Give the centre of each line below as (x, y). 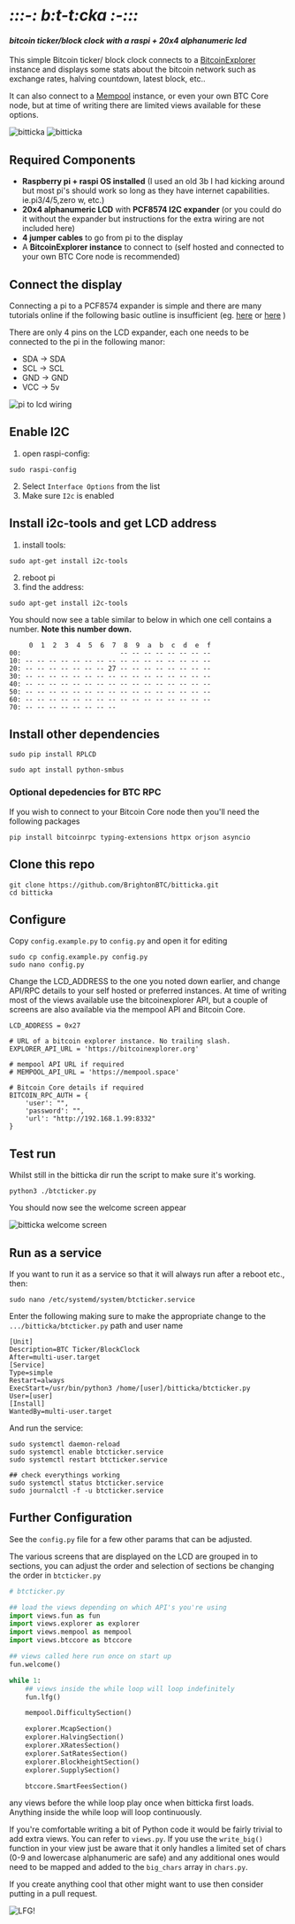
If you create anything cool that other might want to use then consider (136, 1884)
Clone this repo (52, 865)
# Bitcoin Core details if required (76, 1088)
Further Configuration (71, 1518)
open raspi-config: (56, 454)
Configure (38, 919)
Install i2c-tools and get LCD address (113, 524)
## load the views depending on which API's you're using (118, 1607)
